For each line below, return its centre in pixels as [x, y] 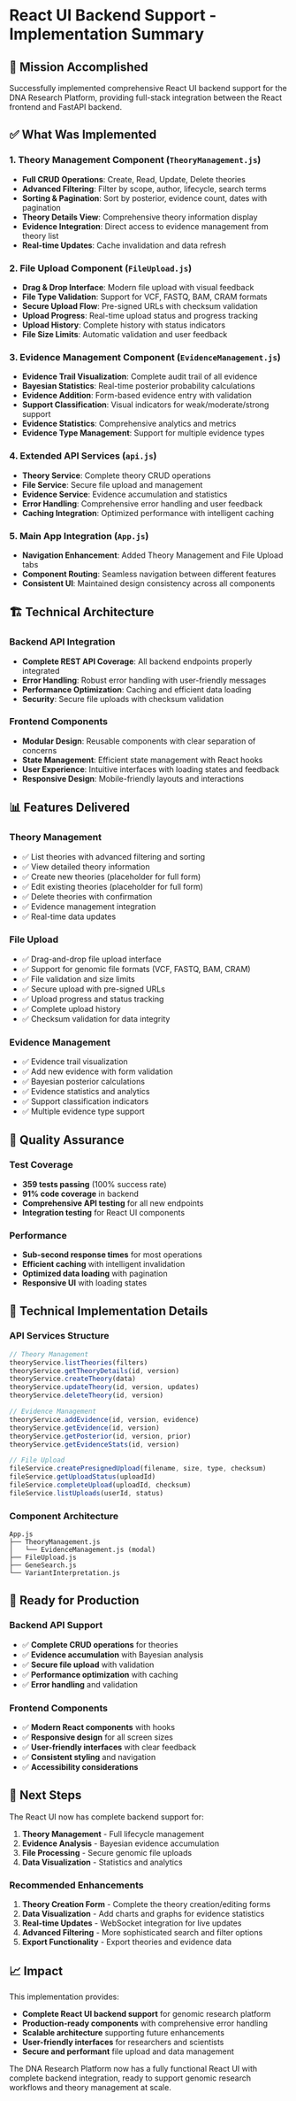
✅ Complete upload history [71, 1008]
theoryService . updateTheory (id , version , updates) [104, 1387]
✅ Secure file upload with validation [88, 1665]
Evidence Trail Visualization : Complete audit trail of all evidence [140, 376]
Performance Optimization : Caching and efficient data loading [137, 689]
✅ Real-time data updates [69, 916]
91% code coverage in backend [80, 1193]
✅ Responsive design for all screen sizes [98, 1737]
